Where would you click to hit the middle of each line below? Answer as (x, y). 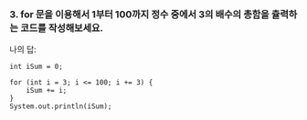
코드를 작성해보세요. (61, 27)
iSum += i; (47, 91)
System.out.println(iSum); (61, 106)
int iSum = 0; (37, 67)
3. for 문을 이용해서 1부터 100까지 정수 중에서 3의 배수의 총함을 (139, 14)
